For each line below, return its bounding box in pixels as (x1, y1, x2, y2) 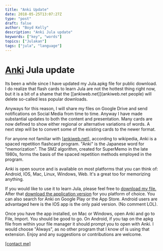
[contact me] (5, 241, 31, 247)
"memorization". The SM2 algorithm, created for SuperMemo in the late (5, 146, 148, 152)
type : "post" (5, 16, 32, 21)
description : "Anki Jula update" (5, 30, 73, 35)
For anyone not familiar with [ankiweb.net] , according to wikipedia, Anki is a (5, 135, 157, 141)
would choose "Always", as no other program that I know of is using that (5, 226, 150, 232)
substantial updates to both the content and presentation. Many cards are (5, 116, 153, 122)
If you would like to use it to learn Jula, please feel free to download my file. (5, 186, 157, 192)
